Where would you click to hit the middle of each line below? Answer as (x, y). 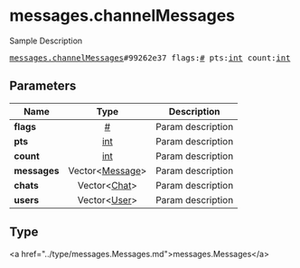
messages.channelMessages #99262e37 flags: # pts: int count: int (150, 58)
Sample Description (46, 41)
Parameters (43, 86)
